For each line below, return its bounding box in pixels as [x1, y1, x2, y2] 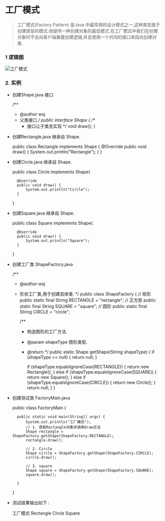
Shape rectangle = [25, 429, 64, 434]
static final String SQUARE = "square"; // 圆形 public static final [19, 303, 147, 309]
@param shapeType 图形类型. [27, 339, 88, 345]
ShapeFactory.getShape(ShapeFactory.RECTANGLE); [12, 433, 114, 438]
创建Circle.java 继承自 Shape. [12, 159, 72, 165]
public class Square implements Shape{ [12, 220, 93, 226]
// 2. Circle [25, 446, 53, 451]
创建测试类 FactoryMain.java [12, 395, 70, 401]
